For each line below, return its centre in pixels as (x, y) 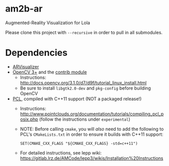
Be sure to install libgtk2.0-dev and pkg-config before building (86, 88)
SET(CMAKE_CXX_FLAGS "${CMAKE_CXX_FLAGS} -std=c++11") (79, 143)
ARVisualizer (26, 66)
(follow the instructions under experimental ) (85, 119)
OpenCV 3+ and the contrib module (50, 72)
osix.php (29, 119)
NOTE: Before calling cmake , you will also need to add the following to (92, 129)
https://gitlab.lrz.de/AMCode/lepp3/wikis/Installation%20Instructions (92, 158)
